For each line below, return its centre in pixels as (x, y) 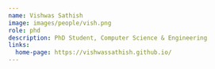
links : (19, 45)
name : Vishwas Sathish (46, 15)
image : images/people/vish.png (60, 23)
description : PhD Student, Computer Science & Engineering (108, 38)
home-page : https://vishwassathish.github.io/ (94, 52)
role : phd (25, 30)
